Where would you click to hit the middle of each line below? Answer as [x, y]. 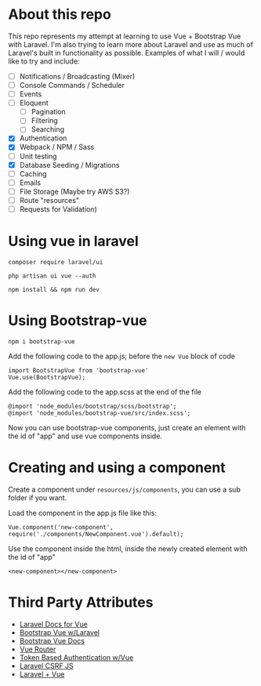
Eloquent [34, 103]
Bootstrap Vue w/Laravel [60, 632]
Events [31, 94]
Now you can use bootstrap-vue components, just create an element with [127, 427]
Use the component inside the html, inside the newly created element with [128, 548]
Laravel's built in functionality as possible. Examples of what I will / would [127, 53]
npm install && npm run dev [54, 289]
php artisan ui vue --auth [52, 276]
